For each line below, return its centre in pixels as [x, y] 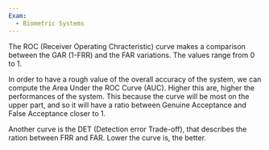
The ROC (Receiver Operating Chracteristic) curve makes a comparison [127, 46]
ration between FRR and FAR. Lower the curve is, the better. [108, 137]
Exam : [17, 16]
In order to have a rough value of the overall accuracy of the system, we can [135, 79]
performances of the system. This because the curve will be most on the [129, 96]
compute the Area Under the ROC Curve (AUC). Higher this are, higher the [132, 87]
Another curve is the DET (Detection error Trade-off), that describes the [128, 129]
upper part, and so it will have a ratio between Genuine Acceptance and [128, 105]
